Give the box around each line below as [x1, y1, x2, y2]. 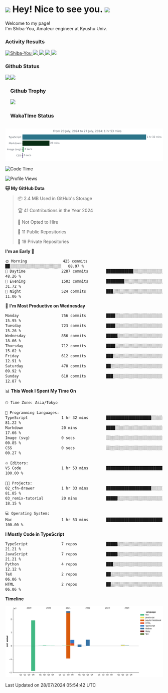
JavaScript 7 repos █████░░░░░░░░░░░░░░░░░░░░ [5, 552, 163, 557]
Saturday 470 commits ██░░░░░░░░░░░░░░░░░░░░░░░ [5, 364, 163, 369]
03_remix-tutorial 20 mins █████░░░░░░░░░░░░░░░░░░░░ [5, 496, 163, 501]
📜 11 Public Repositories [17, 229, 67, 235]
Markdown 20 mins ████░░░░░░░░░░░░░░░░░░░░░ [5, 425, 163, 430]
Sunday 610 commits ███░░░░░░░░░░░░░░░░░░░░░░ [5, 374, 163, 379]
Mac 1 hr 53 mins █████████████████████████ [5, 518, 163, 523]
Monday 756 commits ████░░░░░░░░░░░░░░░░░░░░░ [5, 313, 163, 319]
